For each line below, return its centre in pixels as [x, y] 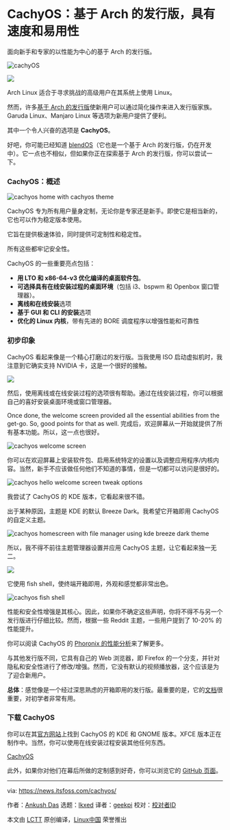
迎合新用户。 [31, 675]
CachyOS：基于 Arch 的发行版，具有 [111, 14]
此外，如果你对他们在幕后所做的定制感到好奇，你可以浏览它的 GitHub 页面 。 [115, 770]
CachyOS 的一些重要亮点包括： [51, 263]
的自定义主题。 [28, 519]
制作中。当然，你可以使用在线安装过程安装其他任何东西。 [88, 742]
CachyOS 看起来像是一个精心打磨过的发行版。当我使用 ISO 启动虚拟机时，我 [115, 357]
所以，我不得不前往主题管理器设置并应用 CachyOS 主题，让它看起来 [103, 548]
